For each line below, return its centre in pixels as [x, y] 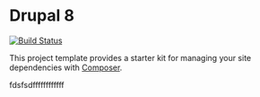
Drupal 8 [42, 16]
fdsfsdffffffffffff [37, 84]
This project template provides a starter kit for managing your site [130, 57]
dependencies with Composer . [66, 67]
